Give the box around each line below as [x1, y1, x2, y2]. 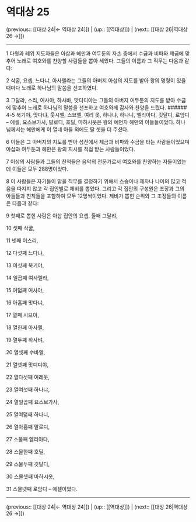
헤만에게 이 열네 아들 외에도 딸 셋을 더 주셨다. [26, 126, 129, 133]
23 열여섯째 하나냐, [6, 386, 50, 393]
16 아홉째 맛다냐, [6, 299, 44, 306]
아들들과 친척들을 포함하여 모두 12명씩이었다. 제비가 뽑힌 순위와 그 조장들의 [6, 192, 176, 199]
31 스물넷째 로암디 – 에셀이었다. [6, 485, 78, 492]
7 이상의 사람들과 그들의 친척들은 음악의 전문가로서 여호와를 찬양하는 [6, 158, 162, 165]
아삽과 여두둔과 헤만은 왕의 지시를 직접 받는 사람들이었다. [6, 146, 135, 153]
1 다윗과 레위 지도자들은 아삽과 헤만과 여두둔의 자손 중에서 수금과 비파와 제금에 [6, 50, 184, 57]
